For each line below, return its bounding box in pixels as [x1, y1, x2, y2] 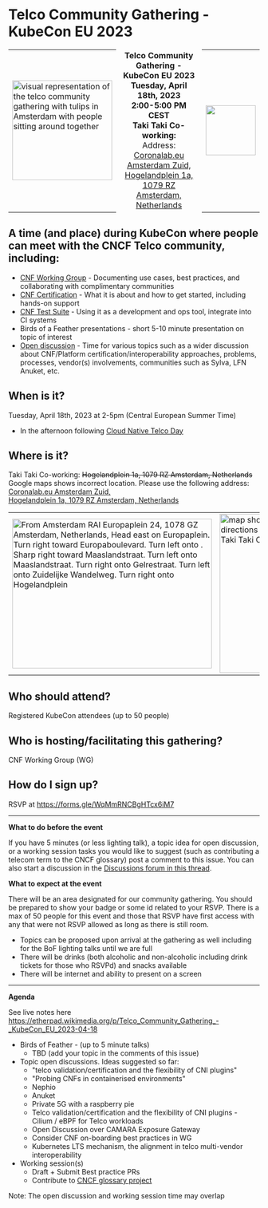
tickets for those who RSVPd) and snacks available [19, 960, 187, 970]
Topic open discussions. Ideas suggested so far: [19, 1056, 179, 1066]
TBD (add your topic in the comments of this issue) [31, 1048, 199, 1058]
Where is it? [8, 448, 69, 462]
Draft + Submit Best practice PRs [31, 1167, 140, 1176]
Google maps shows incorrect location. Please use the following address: [8, 479, 250, 488]
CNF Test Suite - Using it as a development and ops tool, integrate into [19, 306, 252, 316]
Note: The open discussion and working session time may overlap [8, 1190, 225, 1200]
